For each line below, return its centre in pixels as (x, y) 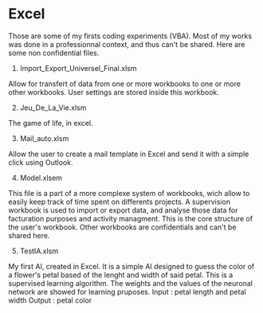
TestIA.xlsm (39, 251)
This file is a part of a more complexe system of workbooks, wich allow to (129, 193)
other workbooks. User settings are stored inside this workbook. (114, 92)
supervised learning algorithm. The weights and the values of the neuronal (131, 283)
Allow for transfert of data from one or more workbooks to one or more (125, 84)
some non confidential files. (54, 53)
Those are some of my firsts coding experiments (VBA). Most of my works (130, 36)
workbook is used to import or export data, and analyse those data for (123, 210)
